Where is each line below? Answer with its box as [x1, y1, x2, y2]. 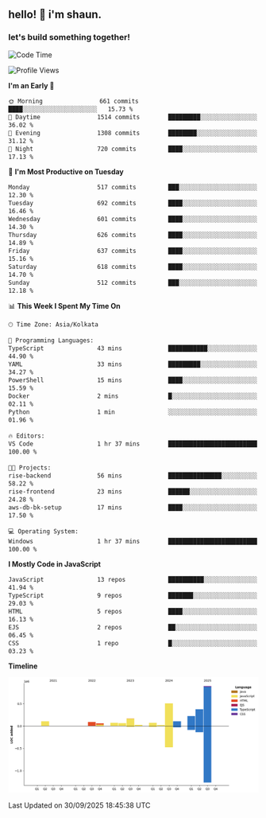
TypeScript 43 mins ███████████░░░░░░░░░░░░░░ [8, 344, 258, 353]
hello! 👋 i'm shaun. [8, 8, 102, 21]
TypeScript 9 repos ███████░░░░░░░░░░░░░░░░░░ [8, 591, 258, 599]
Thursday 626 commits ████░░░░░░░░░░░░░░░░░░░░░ [8, 231, 258, 239]
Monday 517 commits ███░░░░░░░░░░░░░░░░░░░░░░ [8, 183, 258, 191]
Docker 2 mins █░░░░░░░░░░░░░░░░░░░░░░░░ [8, 391, 258, 400]
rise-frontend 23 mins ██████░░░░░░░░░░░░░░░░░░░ [8, 487, 258, 496]
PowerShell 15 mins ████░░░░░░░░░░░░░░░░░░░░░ [8, 376, 258, 384]
